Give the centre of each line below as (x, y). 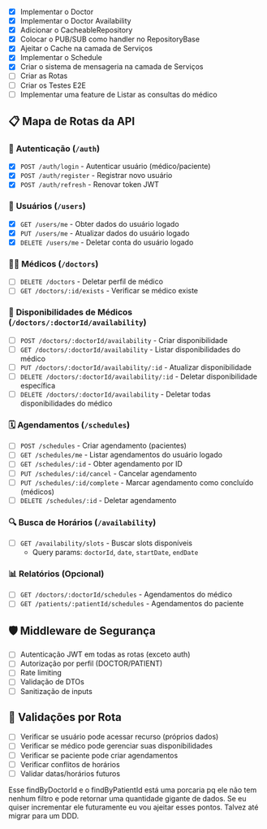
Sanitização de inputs (56, 691)
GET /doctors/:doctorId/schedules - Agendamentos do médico (126, 595)
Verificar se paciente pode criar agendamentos (99, 755)
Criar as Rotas (44, 76)
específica (38, 385)
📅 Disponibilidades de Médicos (70, 312)
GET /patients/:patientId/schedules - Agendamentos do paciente (132, 604)
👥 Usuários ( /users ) (47, 206)
